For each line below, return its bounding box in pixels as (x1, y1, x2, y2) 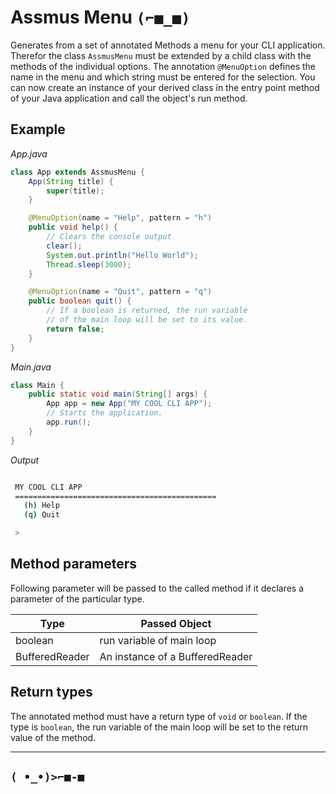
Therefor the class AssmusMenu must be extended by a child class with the (10, 49, 312, 61)
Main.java (10, 361, 52, 373)
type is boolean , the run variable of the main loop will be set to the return (10, 721, 309, 733)
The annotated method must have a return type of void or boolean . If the (10, 710, 308, 722)
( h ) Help (23, 501, 60, 511)
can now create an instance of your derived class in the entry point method (10, 81, 320, 93)
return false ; (46, 324, 105, 334)
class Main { (10, 380, 65, 390)
